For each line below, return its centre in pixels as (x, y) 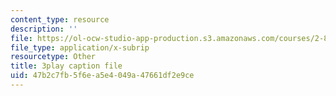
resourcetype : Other (53, 57)
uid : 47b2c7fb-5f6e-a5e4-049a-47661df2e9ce (102, 76)
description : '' (44, 29)
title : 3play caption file (66, 66)
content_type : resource (60, 19)
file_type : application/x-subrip (80, 47)
